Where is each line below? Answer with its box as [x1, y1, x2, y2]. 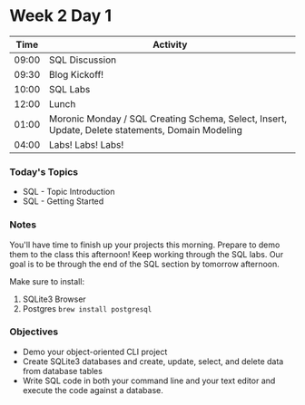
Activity [152, 38, 188, 51]
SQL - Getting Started [22, 196, 104, 207]
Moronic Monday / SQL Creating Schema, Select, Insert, [48, 112, 288, 125]
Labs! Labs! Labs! [48, 138, 124, 150]
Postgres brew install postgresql [22, 303, 152, 313]
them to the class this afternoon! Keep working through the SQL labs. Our [9, 248, 284, 259]
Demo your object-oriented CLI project [22, 346, 168, 357]
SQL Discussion [48, 53, 116, 66]
